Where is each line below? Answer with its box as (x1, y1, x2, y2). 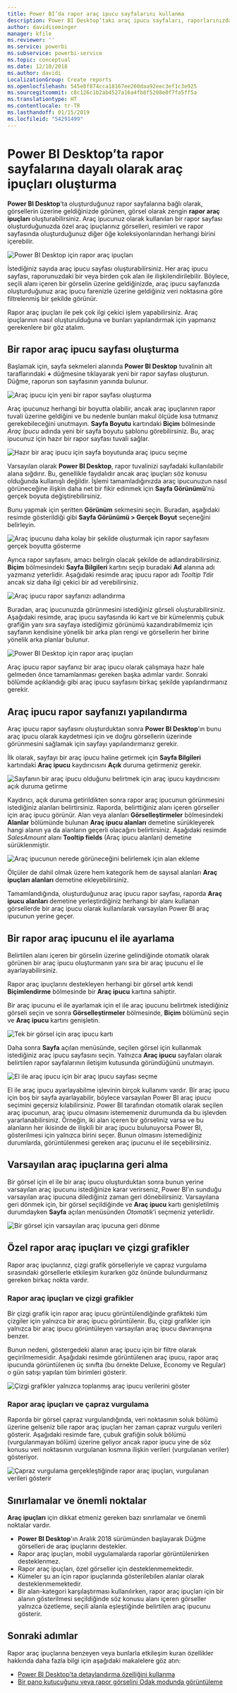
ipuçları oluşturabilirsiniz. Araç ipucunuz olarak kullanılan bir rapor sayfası (7, 214, 223, 223)
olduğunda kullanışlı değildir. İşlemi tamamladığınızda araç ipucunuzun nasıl (7, 477, 227, 485)
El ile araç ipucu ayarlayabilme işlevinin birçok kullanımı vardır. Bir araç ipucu (7, 1086, 230, 1094)
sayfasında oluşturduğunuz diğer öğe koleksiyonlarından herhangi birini (7, 229, 216, 237)
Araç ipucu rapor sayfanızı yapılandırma (7, 706, 188, 718)
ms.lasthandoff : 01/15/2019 (7, 109, 90, 116)
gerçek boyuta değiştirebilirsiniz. (7, 492, 102, 500)
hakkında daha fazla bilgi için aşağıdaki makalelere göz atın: (7, 1656, 181, 1665)
